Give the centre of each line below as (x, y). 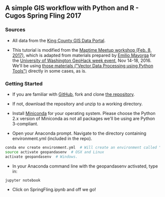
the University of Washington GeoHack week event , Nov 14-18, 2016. (82, 60)
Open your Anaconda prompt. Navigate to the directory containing (79, 133)
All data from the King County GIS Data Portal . (59, 40)
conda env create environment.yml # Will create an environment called (81, 147)
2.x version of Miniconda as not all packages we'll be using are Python (83, 118)
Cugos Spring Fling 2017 (43, 16)
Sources (15, 30)
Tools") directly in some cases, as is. (49, 71)
